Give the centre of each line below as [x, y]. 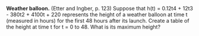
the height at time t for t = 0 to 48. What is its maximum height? [83, 27]
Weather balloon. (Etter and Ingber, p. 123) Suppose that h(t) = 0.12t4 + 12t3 [99, 8]
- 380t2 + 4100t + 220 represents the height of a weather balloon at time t [97, 15]
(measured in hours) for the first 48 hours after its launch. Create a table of [98, 21]
